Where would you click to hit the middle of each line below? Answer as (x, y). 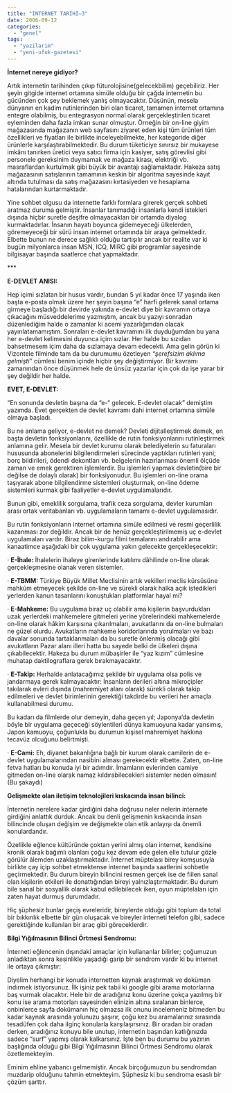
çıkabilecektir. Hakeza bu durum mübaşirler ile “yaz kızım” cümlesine (106, 653)
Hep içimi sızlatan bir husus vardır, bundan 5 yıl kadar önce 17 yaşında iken (114, 294)
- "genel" (27, 33)
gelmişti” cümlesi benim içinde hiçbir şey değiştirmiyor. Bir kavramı (103, 361)
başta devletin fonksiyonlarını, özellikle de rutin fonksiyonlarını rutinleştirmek (116, 438)
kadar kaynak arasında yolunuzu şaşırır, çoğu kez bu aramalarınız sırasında (114, 1017)
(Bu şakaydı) (25, 782)
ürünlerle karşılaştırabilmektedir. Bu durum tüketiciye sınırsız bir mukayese (113, 145)
